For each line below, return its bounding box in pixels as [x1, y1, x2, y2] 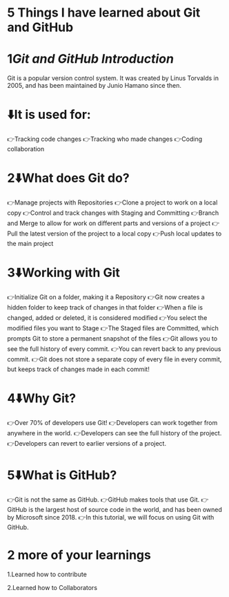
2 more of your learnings [7, 547, 152, 562]
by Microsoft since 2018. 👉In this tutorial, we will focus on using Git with [7, 513, 215, 521]
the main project [7, 240, 54, 247]
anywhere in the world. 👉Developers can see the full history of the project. [7, 428, 222, 437]
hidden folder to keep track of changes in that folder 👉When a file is [7, 303, 203, 312]
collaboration [7, 145, 45, 153]
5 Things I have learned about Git [7, 5, 201, 21]
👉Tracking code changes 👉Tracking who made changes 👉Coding [7, 135, 203, 143]
